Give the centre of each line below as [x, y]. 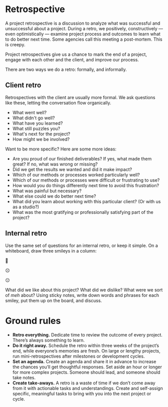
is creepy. [15, 44]
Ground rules [33, 321]
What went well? [29, 112]
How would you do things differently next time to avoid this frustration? [86, 185]
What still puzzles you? [36, 128]
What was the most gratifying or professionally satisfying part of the [83, 212]
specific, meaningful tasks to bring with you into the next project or [82, 393]
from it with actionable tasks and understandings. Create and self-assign [88, 388]
